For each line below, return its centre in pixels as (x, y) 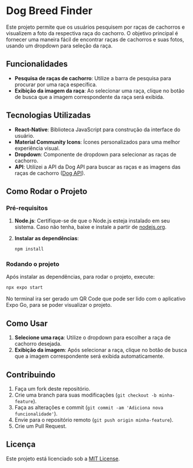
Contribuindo (31, 375)
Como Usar (27, 323)
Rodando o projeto (33, 264)
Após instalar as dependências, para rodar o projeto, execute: (80, 277)
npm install (29, 249)
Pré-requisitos (27, 208)
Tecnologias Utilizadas (49, 115)
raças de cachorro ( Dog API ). (50, 173)
